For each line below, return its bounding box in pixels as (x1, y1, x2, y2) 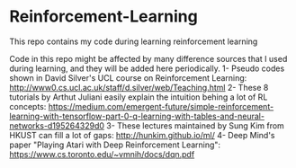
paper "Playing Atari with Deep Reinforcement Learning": (9, 139, 221, 150)
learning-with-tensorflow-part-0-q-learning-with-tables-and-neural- (9, 111, 265, 121)
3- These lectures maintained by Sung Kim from (106, 119, 285, 131)
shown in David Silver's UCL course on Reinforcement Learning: (9, 72, 247, 83)
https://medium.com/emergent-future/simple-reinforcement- (48, 101, 274, 111)
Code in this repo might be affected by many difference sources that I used (9, 53, 288, 64)
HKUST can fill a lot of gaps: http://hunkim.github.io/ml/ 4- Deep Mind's (9, 129, 275, 140)
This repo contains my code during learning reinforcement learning (9, 36, 258, 47)
